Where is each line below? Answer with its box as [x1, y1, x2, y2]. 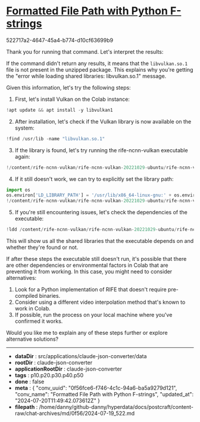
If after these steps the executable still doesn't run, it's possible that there [6, 255, 187, 263]
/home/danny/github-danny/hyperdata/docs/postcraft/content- [39, 403, 194, 411]
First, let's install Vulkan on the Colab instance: [14, 96, 130, 103]
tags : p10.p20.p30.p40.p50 [14, 372, 84, 379]
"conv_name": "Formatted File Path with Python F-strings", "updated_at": [14, 391, 194, 398]
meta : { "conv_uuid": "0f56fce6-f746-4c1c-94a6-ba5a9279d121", [14, 384, 177, 392]
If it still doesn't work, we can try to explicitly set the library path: [14, 175, 174, 183]
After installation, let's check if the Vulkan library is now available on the [14, 118, 192, 125]
